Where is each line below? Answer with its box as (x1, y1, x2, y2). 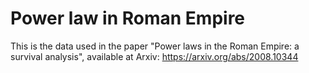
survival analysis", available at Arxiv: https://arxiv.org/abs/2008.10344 (10, 50, 299, 62)
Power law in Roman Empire (10, 7, 246, 30)
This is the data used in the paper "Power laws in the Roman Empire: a (10, 40, 300, 52)
